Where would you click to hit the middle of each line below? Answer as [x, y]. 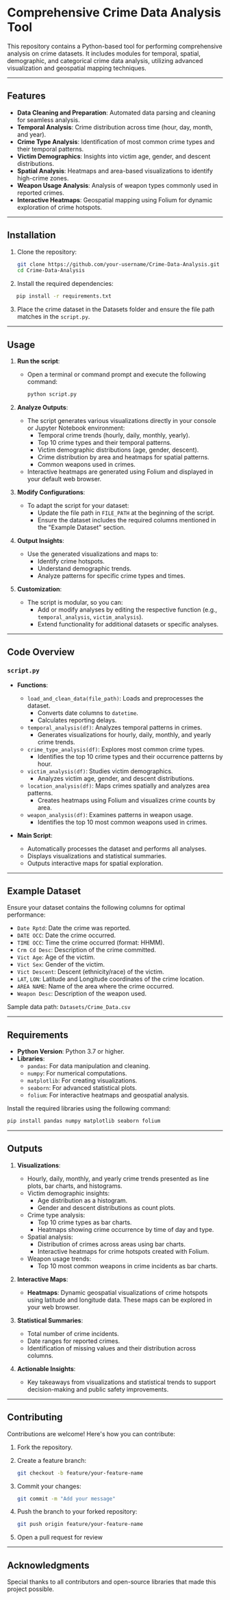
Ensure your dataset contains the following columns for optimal [96, 908]
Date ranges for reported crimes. [74, 1341]
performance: [26, 915]
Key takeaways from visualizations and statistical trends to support [122, 1382]
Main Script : [35, 835]
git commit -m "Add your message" [66, 1499]
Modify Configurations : [51, 492]
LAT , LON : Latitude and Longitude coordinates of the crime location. [111, 979]
